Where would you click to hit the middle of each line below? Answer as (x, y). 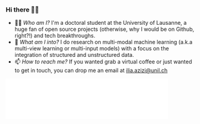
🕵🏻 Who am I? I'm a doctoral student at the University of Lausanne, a (101, 23)
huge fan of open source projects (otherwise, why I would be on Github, (104, 29)
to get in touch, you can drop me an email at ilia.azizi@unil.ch (91, 70)
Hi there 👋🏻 (22, 10)
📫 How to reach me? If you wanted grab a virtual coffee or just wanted (103, 62)
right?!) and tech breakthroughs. (55, 36)
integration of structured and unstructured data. (74, 55)
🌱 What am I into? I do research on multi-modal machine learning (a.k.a (103, 42)
